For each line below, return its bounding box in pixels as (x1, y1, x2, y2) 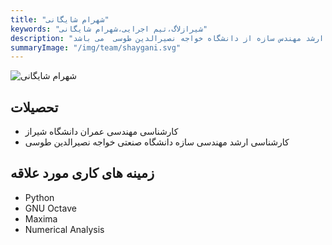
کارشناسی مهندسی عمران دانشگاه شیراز (24, 126, 179, 138)
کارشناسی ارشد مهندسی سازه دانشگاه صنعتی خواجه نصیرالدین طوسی (24, 136, 290, 148)
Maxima (24, 212, 58, 225)
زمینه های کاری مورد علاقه (10, 165, 155, 182)
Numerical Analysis (24, 223, 105, 235)
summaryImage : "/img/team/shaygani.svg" (10, 42, 182, 53)
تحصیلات (10, 99, 59, 116)
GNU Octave (24, 202, 77, 214)
